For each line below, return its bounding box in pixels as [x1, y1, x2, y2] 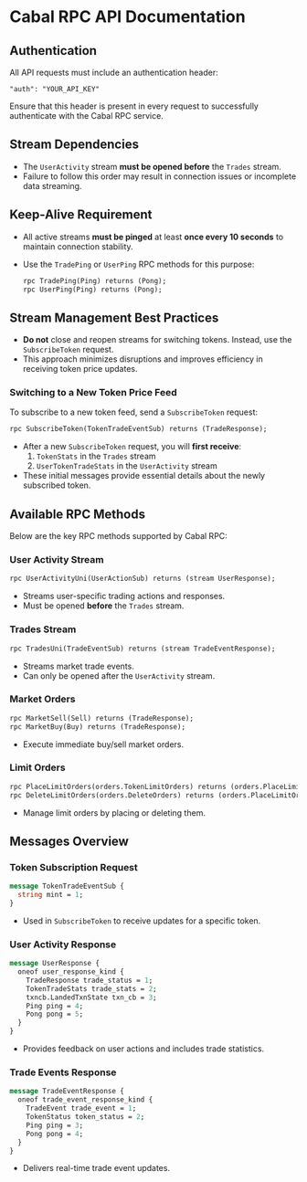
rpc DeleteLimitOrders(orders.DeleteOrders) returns [9, 790, 215, 800]
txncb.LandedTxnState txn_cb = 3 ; [26, 993, 157, 1002]
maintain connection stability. [22, 240, 134, 252]
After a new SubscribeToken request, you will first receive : [22, 441, 242, 452]
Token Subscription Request [9, 860, 139, 873]
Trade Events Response [9, 1066, 117, 1079]
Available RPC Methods [9, 506, 146, 522]
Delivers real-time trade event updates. [22, 1163, 171, 1174]
